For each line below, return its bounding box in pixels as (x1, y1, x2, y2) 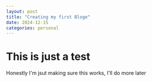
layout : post (6, 8, 38, 15)
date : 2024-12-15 (6, 19, 49, 25)
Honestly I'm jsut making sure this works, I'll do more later (6, 70, 147, 77)
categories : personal (6, 25, 59, 31)
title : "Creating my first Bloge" (6, 14, 91, 20)
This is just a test (6, 50, 90, 63)
